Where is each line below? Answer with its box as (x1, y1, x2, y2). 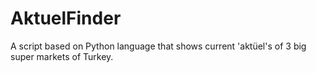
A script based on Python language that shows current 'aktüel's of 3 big (10, 40, 307, 52)
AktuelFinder (10, 7, 122, 30)
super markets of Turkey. (10, 50, 114, 62)
